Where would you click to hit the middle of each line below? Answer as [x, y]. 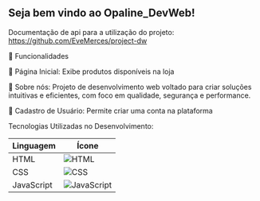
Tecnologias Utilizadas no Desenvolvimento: [81, 126]
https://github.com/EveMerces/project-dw [78, 41]
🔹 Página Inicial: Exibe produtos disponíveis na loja [91, 72]
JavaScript [33, 184]
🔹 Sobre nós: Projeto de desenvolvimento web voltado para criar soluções [130, 87]
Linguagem [34, 145]
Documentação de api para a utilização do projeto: [91, 32]
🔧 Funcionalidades [39, 56]
